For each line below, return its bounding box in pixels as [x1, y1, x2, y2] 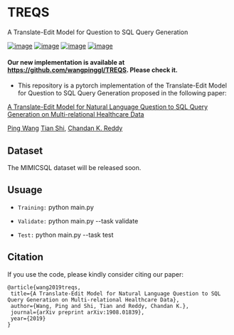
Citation [7, 251, 44, 263]
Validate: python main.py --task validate [17, 216, 139, 225]
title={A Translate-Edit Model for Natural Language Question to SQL [10, 289, 221, 297]
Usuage [7, 184, 43, 196]
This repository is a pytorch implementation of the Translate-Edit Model [17, 81, 228, 90]
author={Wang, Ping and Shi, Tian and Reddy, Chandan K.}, [10, 302, 190, 309]
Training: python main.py [17, 203, 94, 211]
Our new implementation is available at [7, 58, 125, 66]
